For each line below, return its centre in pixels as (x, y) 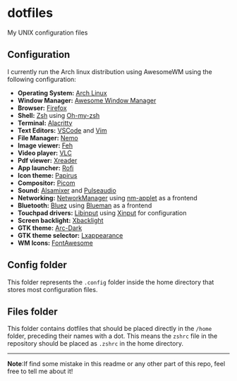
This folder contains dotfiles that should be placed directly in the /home (110, 329)
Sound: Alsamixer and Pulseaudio (67, 190)
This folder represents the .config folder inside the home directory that (111, 282)
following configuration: (42, 79)
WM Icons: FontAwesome (55, 243)
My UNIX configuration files (48, 32)
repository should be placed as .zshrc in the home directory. (95, 344)
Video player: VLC (44, 152)
